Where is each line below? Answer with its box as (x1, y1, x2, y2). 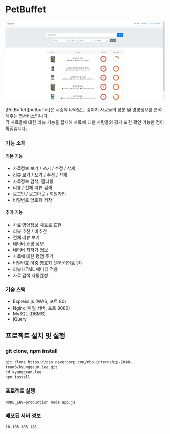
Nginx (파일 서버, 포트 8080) (12, 305, 70, 311)
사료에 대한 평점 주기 (12, 253, 54, 259)
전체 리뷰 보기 (12, 234, 40, 240)
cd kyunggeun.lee (5, 369, 42, 375)
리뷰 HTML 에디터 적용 (12, 266, 58, 272)
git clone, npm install (5, 348, 58, 355)
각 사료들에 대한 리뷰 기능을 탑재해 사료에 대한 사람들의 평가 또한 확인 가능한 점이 (5, 119, 164, 125)
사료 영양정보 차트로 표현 (12, 222, 62, 228)
